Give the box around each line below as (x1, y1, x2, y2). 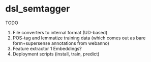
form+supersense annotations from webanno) (12, 40, 109, 46)
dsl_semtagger (5, 3, 70, 15)
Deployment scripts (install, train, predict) (12, 51, 100, 57)
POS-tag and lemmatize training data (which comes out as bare (12, 35, 146, 41)
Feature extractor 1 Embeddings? (12, 45, 82, 51)
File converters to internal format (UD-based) (12, 29, 108, 35)
